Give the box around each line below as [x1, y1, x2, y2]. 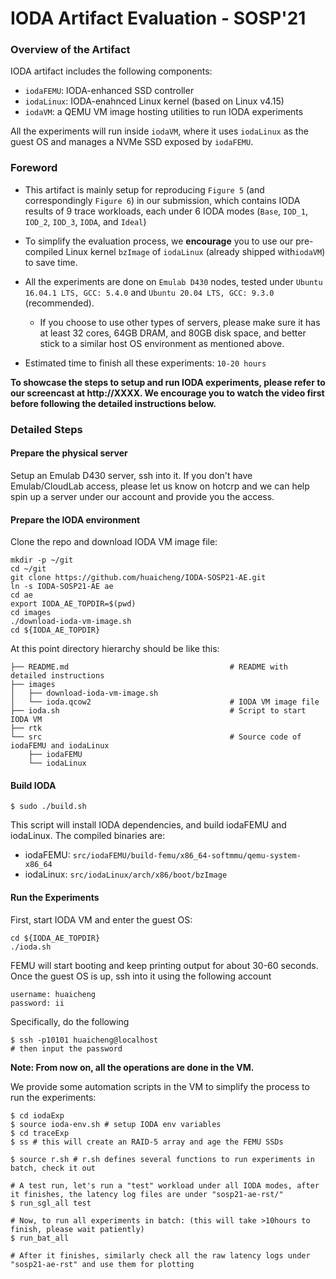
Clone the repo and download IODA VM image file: [10, 536, 218, 548]
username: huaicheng [10, 989, 97, 999]
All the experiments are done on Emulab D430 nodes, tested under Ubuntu [24, 275, 323, 287]
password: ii [10, 998, 65, 1008]
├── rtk [10, 723, 43, 734]
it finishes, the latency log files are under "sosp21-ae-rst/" [10, 1189, 284, 1199]
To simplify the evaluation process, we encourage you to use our [24, 235, 294, 247]
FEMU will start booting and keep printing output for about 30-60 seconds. [10, 959, 319, 971]
